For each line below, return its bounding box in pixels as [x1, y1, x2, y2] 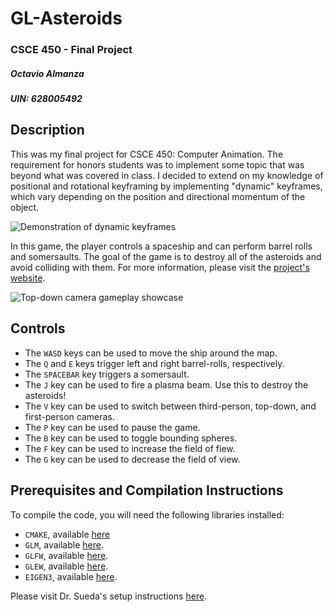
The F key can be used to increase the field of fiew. [24, 442, 236, 454]
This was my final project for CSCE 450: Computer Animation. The [10, 148, 284, 160]
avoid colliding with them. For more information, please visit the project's [10, 261, 310, 273]
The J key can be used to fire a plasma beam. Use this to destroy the [24, 378, 309, 391]
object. [10, 201, 40, 213]
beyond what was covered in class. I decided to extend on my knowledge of [10, 169, 324, 181]
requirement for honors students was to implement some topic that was [10, 158, 305, 171]
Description [10, 122, 85, 139]
